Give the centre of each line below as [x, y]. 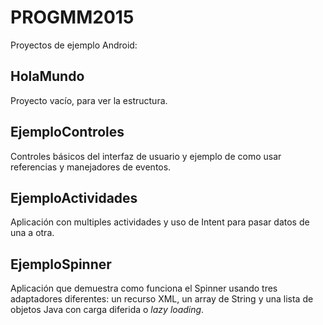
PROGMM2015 [72, 17]
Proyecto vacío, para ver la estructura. [89, 100]
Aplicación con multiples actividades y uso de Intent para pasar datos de [160, 222]
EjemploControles [67, 132]
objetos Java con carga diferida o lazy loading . [107, 310]
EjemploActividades [74, 197]
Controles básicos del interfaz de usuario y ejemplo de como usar [146, 156]
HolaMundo [47, 76]
